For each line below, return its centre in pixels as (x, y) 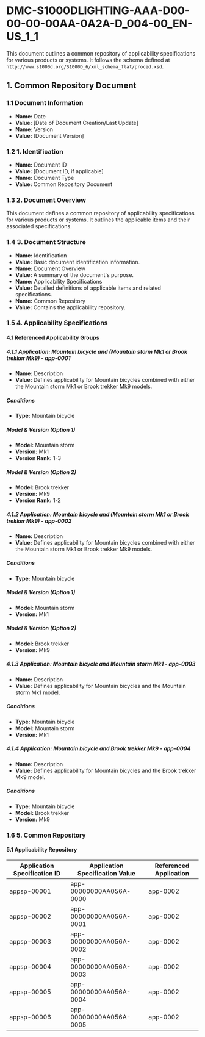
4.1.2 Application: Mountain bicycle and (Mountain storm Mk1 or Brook (98, 514)
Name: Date (30, 116)
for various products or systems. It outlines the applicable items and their (98, 220)
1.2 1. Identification (35, 151)
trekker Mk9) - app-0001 (39, 358)
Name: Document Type (45, 178)
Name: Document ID (41, 165)
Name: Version (34, 129)
